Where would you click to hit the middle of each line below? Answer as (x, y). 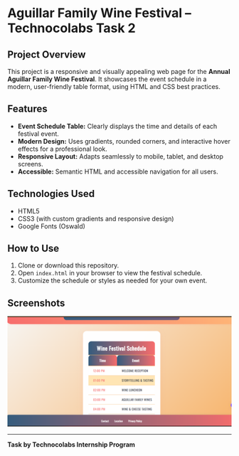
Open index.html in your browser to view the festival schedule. (110, 273)
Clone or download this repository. (68, 265)
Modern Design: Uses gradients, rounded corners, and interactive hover (124, 141)
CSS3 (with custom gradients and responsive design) (96, 218)
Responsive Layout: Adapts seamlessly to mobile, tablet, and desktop (121, 156)
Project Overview (47, 54)
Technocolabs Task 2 (72, 28)
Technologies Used (51, 194)
